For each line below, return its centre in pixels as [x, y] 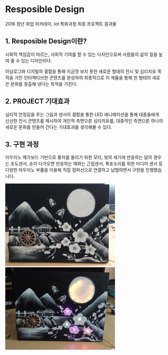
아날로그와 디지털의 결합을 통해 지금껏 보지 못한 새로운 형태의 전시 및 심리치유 [81, 71]
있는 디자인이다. [36, 60]
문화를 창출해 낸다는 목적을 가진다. [44, 84]
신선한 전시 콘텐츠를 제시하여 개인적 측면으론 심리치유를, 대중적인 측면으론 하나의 [84, 121]
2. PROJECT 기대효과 [37, 101]
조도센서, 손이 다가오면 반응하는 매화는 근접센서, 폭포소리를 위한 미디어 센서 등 [87, 164]
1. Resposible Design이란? [46, 41]
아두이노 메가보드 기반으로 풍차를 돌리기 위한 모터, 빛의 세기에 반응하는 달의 [79, 158]
